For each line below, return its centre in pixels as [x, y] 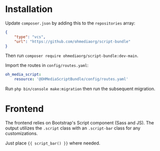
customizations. [21, 133]
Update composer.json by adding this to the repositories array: [70, 23]
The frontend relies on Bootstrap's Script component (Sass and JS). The [79, 123]
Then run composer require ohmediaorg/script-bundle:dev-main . [72, 55]
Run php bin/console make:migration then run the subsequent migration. [80, 89]
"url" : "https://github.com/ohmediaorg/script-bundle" [72, 41]
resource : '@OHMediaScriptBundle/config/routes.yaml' [71, 79]
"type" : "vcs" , [30, 37]
